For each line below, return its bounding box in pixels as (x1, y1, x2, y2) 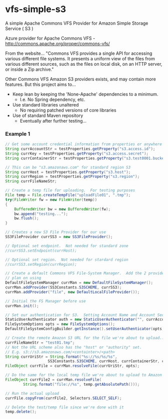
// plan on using (5, 275, 41, 281)
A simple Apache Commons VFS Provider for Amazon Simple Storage (5, 20, 148, 26)
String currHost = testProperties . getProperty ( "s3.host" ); (5, 169, 131, 174)
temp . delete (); (5, 409, 37, 414)
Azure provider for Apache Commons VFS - (5, 35, 95, 41)
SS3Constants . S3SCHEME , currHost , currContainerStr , (47, 359, 160, 364)
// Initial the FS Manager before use (5, 298, 86, 303)
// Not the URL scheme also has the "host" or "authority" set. (5, 345, 142, 350)
